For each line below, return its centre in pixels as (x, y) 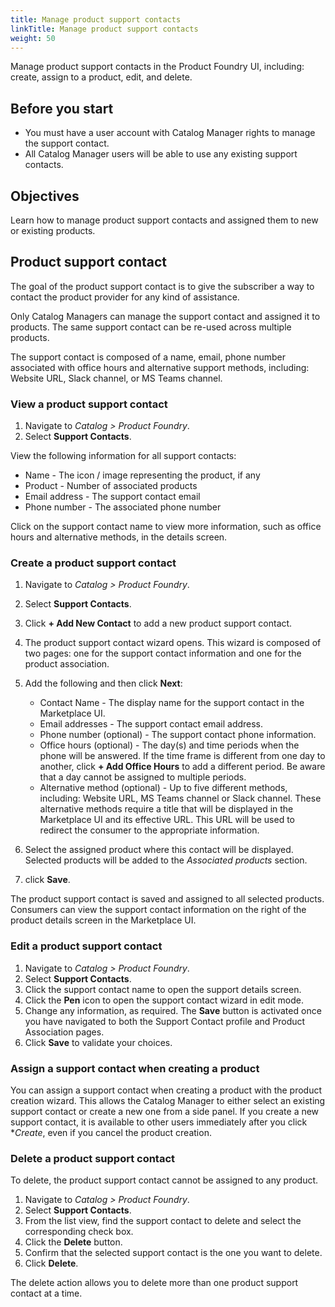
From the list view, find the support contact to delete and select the (163, 1221)
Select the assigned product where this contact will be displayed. (159, 850)
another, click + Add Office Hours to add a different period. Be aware (182, 767)
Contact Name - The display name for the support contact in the (172, 703)
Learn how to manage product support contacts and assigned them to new (164, 220)
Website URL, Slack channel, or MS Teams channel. (116, 378)
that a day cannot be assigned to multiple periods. (143, 777)
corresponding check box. (79, 1232)
